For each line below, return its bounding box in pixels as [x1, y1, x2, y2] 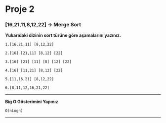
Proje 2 [5, 3, 35, 15]
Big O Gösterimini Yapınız [5, 99, 58, 105]
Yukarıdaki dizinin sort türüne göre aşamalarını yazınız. [5, 32, 122, 38]
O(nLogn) [5, 108, 23, 114]
